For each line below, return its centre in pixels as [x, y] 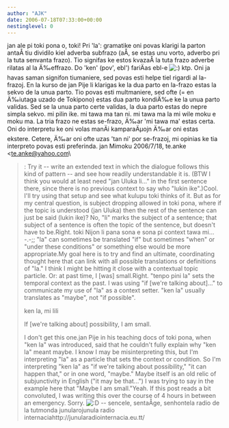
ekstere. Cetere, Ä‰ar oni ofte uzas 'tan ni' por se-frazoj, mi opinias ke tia [112, 139]
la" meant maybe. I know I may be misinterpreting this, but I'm [111, 352]
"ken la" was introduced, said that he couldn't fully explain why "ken [120, 345]
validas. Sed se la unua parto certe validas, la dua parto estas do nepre [107, 107]
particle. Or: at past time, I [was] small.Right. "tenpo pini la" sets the [119, 276]
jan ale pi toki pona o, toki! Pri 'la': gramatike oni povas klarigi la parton [107, 46]
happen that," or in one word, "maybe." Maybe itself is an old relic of [120, 374]
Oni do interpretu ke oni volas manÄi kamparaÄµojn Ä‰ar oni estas [103, 129]
